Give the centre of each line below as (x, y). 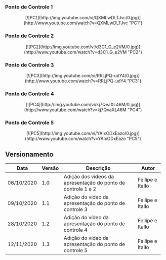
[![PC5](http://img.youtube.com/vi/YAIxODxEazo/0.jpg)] (83, 133)
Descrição (99, 168)
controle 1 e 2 (80, 189)
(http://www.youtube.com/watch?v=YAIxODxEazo (75, 139)
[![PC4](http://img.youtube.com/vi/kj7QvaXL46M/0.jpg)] (83, 105)
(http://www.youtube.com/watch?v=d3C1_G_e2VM (75, 52)
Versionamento (29, 154)
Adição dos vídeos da (89, 177)
